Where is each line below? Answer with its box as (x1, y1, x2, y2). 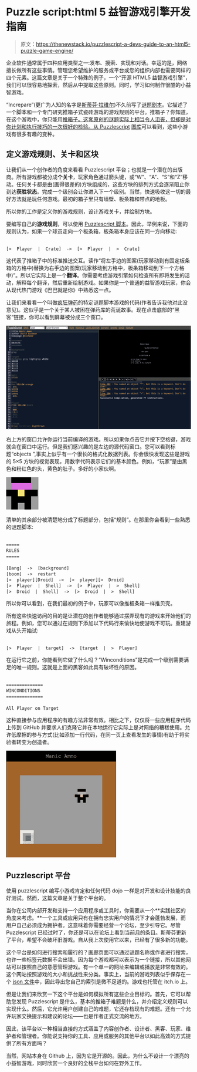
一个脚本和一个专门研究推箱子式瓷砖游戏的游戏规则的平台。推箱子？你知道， (6, 108, 191, 115)
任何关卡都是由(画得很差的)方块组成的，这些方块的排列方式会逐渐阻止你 (16, 180, 190, 188)
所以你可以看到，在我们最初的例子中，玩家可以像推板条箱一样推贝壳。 (6, 600, 176, 607)
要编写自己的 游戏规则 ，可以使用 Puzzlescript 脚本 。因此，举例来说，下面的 (6, 220, 188, 227)
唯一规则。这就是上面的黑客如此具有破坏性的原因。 (16, 664, 140, 671)
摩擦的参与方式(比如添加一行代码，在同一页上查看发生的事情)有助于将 (16, 731, 185, 739)
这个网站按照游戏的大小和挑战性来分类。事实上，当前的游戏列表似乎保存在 (6, 971, 186, 978)
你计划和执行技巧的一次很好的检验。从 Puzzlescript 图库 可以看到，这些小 (6, 123, 183, 130)
